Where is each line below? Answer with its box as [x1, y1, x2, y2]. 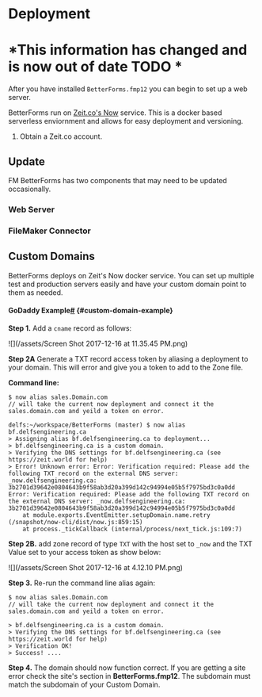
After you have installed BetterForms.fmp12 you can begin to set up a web [8, 84, 248, 94]
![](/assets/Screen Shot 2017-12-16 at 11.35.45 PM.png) [8, 339, 188, 348]
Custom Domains [8, 250, 95, 263]
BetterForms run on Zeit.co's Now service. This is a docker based [8, 108, 222, 117]
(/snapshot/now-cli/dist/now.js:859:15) [8, 518, 144, 526]
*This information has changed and [8, 41, 248, 59]
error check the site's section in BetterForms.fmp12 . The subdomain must [8, 671, 251, 680]
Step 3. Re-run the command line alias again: [8, 578, 156, 588]
